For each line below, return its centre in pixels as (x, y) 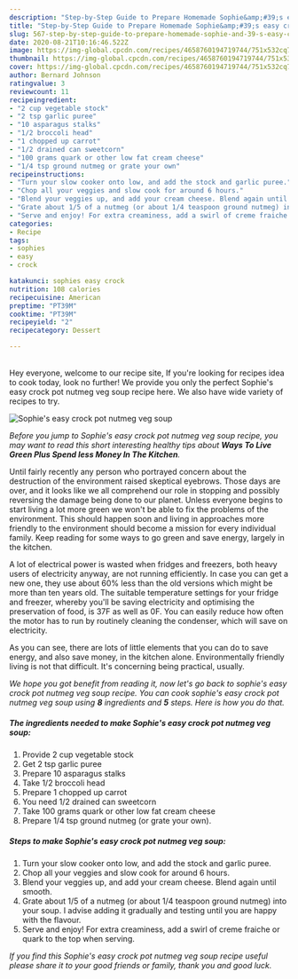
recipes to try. (35, 401)
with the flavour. (51, 920)
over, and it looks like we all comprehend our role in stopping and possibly (145, 490)
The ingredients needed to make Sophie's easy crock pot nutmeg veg (140, 722)
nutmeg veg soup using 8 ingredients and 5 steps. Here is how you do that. (147, 703)
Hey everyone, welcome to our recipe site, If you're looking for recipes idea (147, 373)
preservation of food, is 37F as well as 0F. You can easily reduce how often (146, 612)
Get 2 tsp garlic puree (62, 763)
